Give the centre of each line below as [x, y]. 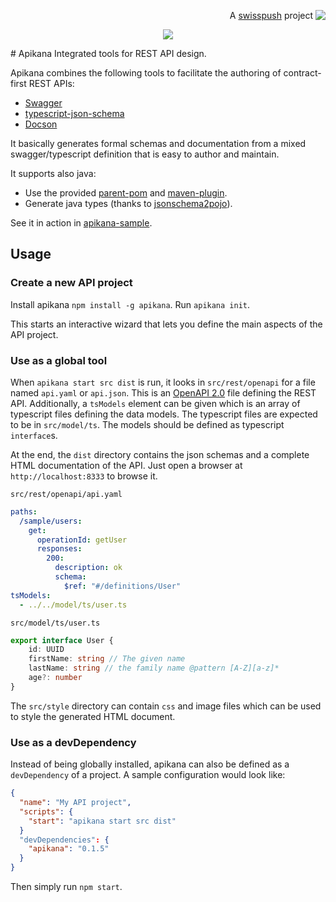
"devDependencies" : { [64, 840]
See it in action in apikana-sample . [81, 223]
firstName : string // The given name [107, 659]
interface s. [34, 435]
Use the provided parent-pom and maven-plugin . [126, 193]
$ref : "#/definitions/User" [122, 586]
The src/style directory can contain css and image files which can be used [166, 706]
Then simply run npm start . [66, 887]
